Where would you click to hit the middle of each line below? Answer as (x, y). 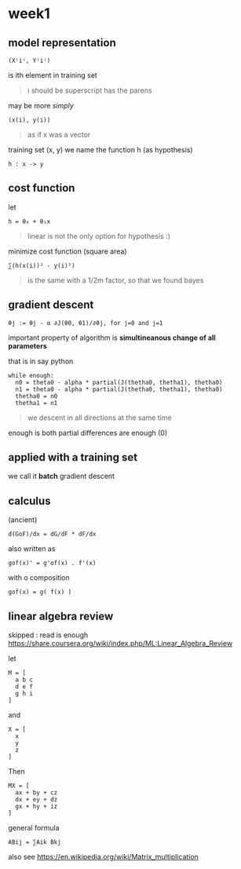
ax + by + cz (37, 793)
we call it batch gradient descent (62, 476)
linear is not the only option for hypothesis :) (99, 236)
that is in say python (41, 361)
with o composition (39, 578)
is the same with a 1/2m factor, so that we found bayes (115, 280)
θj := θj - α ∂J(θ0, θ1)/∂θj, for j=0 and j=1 (86, 323)
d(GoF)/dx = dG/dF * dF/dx (52, 535)
